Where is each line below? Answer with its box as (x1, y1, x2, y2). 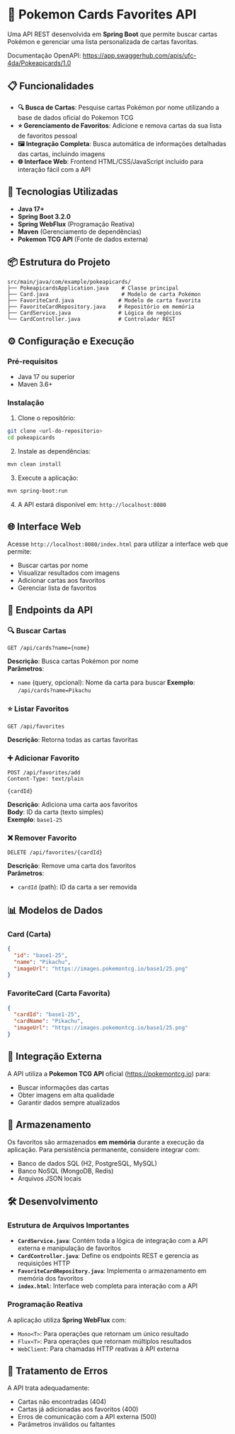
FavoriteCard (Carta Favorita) (7, 988, 111, 998)
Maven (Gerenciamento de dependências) (17, 227, 142, 236)
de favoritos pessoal (17, 131, 78, 140)
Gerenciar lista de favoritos (17, 584, 97, 592)
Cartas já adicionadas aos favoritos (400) (17, 1405, 139, 1413)
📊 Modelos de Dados (7, 904, 103, 916)
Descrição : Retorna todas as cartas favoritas (7, 735, 138, 744)
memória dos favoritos (17, 1274, 84, 1283)
